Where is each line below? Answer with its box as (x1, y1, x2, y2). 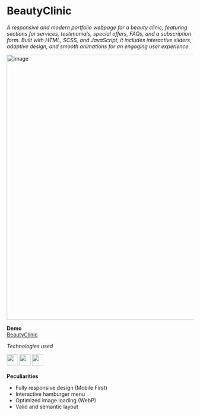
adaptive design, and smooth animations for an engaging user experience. (7, 43, 191, 50)
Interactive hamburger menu (15, 390, 85, 398)
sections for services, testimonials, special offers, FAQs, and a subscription (7, 30, 192, 37)
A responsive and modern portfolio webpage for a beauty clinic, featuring (7, 24, 188, 31)
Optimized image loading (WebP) (15, 396, 97, 404)
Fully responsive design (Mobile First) (15, 384, 107, 391)
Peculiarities (7, 373, 39, 380)
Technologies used (7, 342, 53, 349)
